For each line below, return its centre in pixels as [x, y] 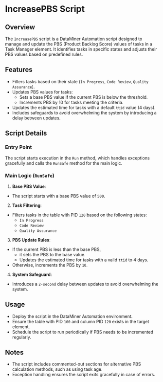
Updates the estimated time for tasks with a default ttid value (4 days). [84, 107]
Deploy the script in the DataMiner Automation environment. [72, 316]
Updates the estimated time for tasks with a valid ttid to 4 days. [84, 260]
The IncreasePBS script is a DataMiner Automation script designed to [74, 39]
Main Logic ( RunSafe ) [30, 176]
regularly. [22, 337]
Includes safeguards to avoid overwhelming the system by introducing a [84, 112]
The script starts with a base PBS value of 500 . [59, 196]
